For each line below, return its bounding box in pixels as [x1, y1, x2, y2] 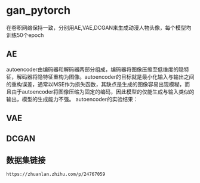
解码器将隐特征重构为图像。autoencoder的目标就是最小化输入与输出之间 [16, 73, 195, 80]
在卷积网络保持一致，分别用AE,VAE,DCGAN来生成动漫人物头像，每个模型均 [6, 24, 192, 31]
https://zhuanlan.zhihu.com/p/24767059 [6, 171, 106, 178]
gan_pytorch [6, 4, 70, 17]
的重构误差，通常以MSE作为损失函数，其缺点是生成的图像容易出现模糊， [6, 80, 185, 88]
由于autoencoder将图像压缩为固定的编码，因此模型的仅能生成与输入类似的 [11, 88, 195, 95]
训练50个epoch [6, 31, 44, 39]
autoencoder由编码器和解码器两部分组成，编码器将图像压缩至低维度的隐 [6, 66, 184, 73]
